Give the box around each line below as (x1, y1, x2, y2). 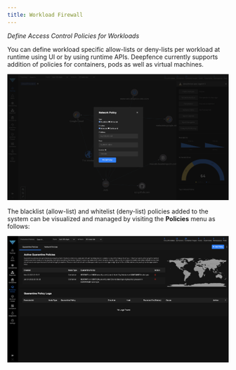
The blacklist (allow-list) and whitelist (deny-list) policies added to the (7, 207, 209, 216)
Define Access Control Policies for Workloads (7, 32, 140, 40)
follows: (7, 222, 30, 230)
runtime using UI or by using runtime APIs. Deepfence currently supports (7, 53, 218, 61)
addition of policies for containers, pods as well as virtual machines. (7, 60, 204, 68)
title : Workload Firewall (7, 11, 83, 18)
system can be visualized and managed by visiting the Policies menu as (7, 214, 216, 223)
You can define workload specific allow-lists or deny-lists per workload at (7, 45, 221, 53)
